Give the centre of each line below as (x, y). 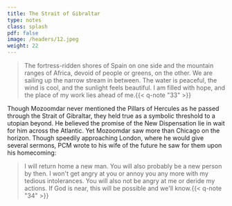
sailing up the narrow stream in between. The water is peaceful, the (121, 80)
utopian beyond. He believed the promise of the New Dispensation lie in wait (116, 123)
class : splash (28, 26)
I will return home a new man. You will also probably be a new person (123, 166)
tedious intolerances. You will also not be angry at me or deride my (119, 181)
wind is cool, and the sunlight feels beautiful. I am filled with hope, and (125, 88)
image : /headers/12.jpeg (43, 40)
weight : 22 (23, 46)
